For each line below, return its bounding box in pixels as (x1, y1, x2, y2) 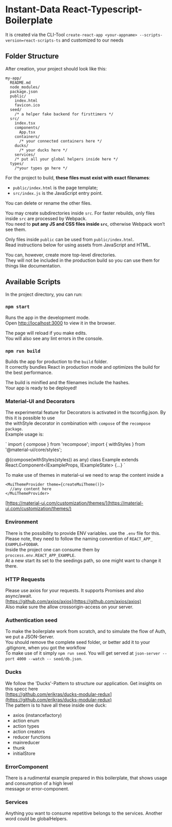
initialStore (12, 750, 36, 757)
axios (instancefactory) (12, 712, 62, 718)
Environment (5, 518, 39, 526)
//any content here (10, 487, 52, 492)
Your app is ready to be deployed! (5, 385, 77, 391)
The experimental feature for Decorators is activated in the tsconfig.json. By (5, 409, 166, 416)
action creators (12, 728, 45, 734)
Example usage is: (5, 431, 44, 438)
